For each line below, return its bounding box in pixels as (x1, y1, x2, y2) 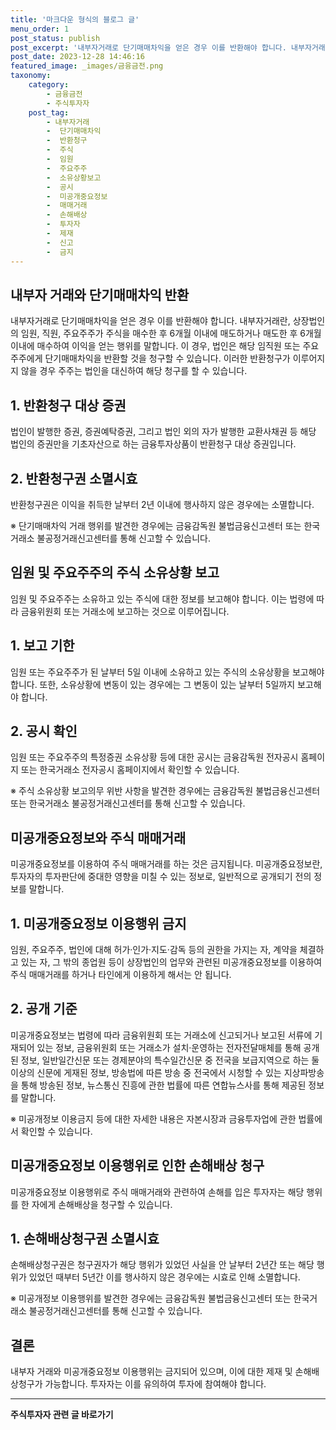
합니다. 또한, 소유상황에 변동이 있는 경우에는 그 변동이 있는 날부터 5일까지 (10, 678, 296, 690)
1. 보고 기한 (10, 637, 75, 655)
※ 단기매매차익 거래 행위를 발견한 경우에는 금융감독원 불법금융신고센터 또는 (10, 519, 302, 531)
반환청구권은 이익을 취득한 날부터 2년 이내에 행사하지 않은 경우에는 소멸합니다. (10, 498, 315, 510)
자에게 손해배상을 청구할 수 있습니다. (31, 1198, 173, 1210)
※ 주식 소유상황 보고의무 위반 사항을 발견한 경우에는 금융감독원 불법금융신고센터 (10, 785, 321, 797)
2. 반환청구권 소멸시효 (10, 470, 138, 487)
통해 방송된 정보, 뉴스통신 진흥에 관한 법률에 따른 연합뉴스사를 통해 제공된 (20, 1079, 307, 1091)
